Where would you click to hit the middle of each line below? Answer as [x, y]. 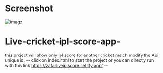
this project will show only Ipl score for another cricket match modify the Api [82, 55]
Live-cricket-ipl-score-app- [63, 42]
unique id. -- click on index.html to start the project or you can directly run [80, 60]
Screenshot [29, 9]
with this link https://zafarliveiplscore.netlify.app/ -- [57, 65]
